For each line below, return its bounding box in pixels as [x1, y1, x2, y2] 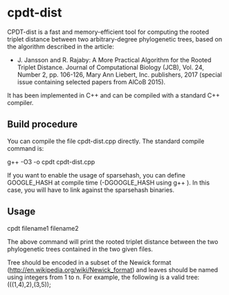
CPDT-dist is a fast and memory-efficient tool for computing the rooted [7, 28, 210, 36]
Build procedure [7, 119, 78, 131]
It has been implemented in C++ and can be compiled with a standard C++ [7, 91, 220, 99]
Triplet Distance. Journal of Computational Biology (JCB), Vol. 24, [17, 63, 204, 71]
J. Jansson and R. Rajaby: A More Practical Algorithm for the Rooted [17, 55, 212, 64]
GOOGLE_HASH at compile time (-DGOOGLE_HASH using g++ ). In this [7, 178, 210, 187]
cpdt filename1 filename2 [7, 224, 79, 232]
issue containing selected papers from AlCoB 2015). [17, 77, 166, 86]
